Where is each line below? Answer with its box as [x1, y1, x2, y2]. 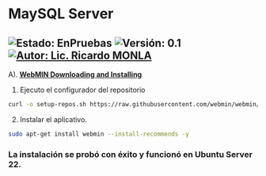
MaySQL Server [8, 5, 114, 23]
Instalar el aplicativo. [19, 114, 87, 124]
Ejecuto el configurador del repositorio [19, 85, 146, 94]
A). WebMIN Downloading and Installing [8, 70, 142, 79]
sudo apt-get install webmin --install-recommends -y [8, 130, 190, 138]
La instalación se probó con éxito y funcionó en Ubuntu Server [8, 148, 253, 159]
